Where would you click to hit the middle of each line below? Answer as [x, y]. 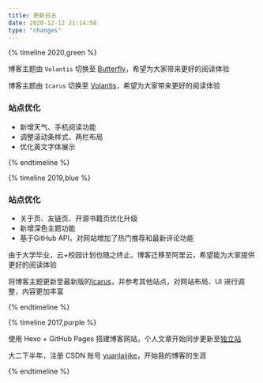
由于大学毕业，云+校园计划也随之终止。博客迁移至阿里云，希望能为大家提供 [131, 254]
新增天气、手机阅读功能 [58, 126]
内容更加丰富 [43, 291]
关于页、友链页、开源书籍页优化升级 [79, 218]
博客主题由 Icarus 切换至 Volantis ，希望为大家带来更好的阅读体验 [114, 86]
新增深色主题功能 [47, 228]
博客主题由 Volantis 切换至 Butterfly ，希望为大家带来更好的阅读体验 [119, 69]
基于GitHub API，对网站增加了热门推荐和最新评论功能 [107, 238]
